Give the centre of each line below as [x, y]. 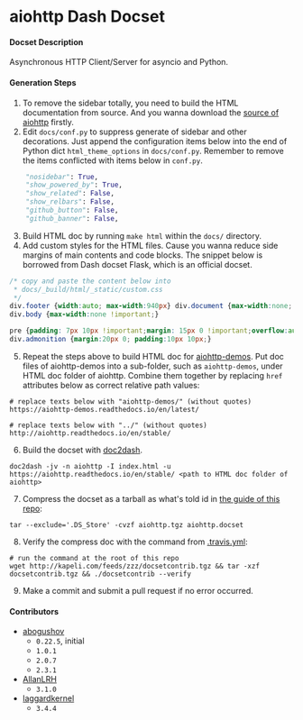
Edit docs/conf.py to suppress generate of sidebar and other [135, 132]
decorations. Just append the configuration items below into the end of [155, 141]
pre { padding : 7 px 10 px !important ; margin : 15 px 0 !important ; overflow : [149, 331]
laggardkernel [48, 698]
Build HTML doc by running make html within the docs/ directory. [142, 235]
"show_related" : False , [70, 194]
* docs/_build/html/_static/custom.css [88, 289]
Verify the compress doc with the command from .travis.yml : [135, 542]
